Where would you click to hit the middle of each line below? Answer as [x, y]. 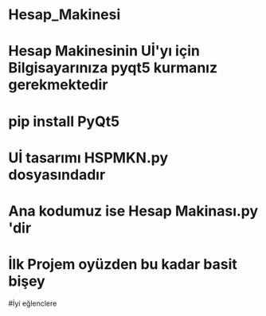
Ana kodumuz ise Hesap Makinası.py [133, 211]
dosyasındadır [57, 175]
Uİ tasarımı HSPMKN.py [88, 158]
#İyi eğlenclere [33, 303]
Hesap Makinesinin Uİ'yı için [104, 51]
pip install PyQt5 [64, 121]
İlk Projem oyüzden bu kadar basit [123, 265]
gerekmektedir [58, 85]
